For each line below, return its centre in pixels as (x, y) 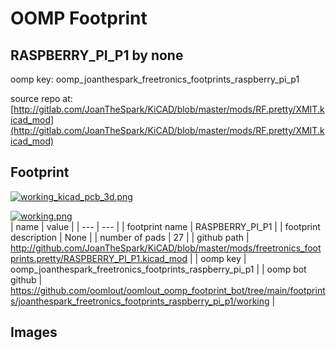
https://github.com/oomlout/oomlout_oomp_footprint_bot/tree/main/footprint (168, 290)
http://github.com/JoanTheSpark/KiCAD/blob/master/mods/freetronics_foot (166, 248)
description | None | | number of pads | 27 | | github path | (130, 237)
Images (34, 332)
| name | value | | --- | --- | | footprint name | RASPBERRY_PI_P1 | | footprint (165, 226)
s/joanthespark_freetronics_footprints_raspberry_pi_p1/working (140, 301)
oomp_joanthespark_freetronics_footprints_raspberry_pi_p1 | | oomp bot (158, 269)
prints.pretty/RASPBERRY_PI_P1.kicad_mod (99, 258)
